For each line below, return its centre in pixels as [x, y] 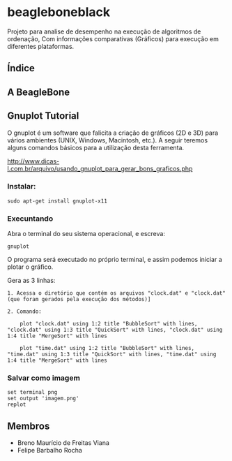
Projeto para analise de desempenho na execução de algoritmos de [104, 31]
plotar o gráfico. [30, 267]
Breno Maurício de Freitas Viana [63, 443]
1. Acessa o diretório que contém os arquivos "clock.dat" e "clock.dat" [117, 293]
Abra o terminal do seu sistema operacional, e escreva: [86, 234]
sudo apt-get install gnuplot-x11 [57, 201]
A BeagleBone [39, 92]
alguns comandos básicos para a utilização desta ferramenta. [96, 147]
